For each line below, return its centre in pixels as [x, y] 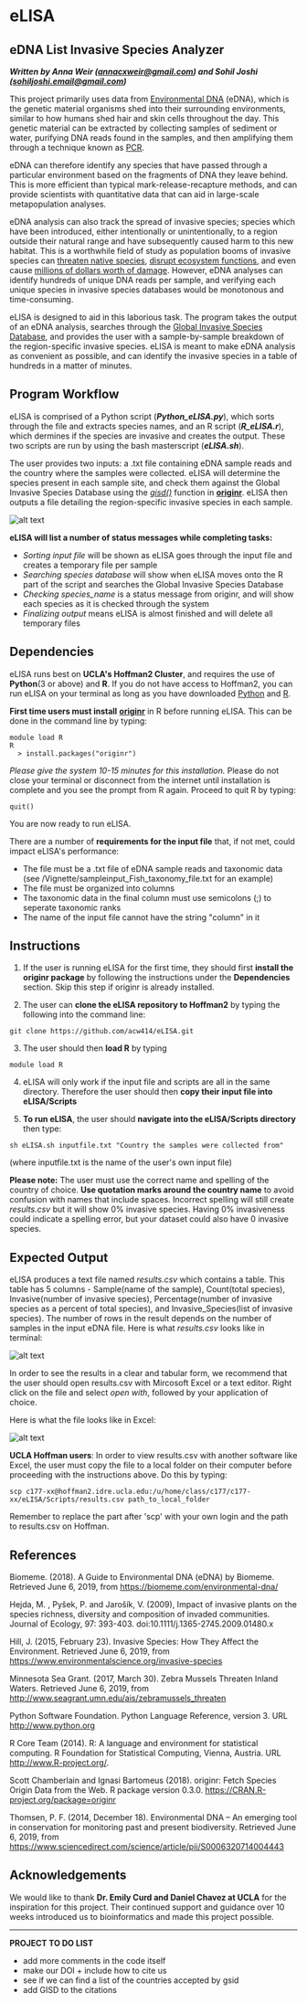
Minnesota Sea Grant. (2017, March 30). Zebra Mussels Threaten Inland [144, 1679]
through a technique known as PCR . [77, 148]
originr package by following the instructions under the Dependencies [156, 978]
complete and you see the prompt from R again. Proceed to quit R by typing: [153, 790]
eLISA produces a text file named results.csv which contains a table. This [147, 1279]
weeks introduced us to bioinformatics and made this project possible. [142, 1916]
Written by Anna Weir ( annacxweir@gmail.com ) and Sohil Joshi [134, 71]
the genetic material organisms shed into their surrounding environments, [148, 109]
